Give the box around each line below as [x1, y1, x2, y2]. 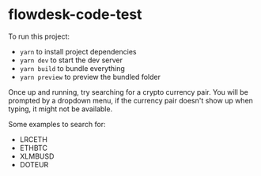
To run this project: [8, 32, 70, 41]
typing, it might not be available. [8, 104, 113, 114]
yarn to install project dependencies [19, 47, 137, 56]
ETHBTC [19, 143, 47, 152]
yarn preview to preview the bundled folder [19, 72, 161, 81]
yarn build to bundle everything [19, 63, 125, 73]
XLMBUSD [19, 152, 55, 161]
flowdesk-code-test [8, 6, 142, 24]
